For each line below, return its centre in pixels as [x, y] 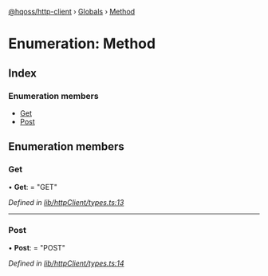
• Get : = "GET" [33, 187]
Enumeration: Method [82, 44]
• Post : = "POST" [37, 247]
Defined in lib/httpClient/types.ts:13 [66, 202]
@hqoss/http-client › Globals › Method [72, 12]
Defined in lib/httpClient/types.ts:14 [67, 263]
